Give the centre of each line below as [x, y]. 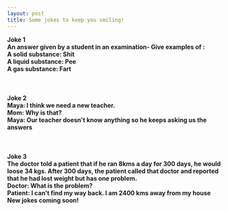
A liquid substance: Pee [42, 61]
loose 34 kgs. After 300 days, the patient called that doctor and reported [113, 171]
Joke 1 [16, 39]
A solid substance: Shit [41, 54]
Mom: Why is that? [35, 112]
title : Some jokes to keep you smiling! [66, 20]
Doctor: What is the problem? [50, 186]
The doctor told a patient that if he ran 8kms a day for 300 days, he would [114, 164]
